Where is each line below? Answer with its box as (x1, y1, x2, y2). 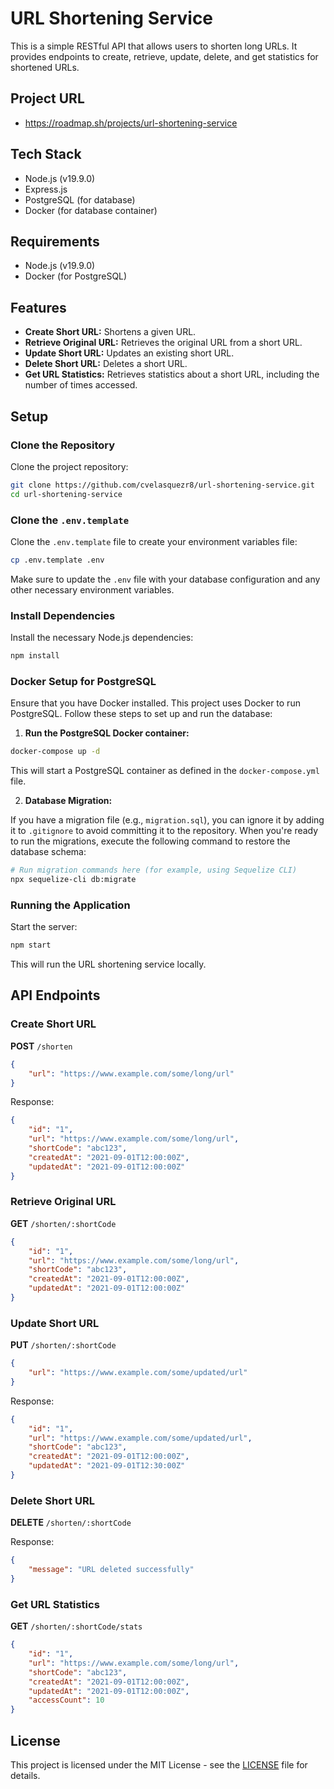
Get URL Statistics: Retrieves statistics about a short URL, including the (24, 368, 320, 381)
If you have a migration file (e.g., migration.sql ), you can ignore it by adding (10, 814, 325, 826)
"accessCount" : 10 (28, 1695, 105, 1706)
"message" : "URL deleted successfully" (28, 1565, 195, 1575)
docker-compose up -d (10, 747, 101, 757)
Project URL (10, 90, 85, 107)
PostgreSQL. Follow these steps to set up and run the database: (10, 708, 273, 720)
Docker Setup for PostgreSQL (10, 674, 157, 688)
